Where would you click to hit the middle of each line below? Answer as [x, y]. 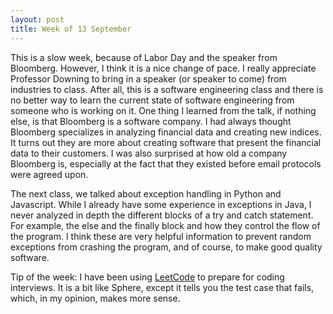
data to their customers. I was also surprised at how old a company [149, 153]
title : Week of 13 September [71, 29]
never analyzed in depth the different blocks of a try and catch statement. [162, 215]
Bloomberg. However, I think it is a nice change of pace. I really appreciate [163, 68]
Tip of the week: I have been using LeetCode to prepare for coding [147, 277]
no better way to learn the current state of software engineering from [152, 100]
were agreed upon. [49, 174]
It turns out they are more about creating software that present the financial [166, 142]
